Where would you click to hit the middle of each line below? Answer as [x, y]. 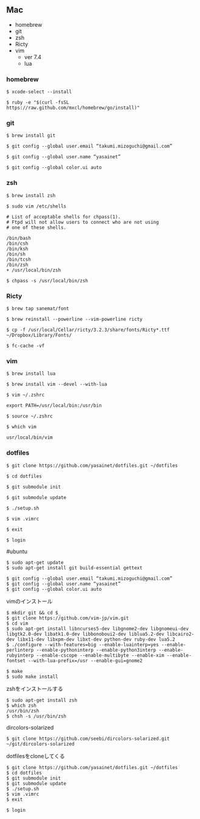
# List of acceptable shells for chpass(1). [64, 217]
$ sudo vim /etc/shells [36, 206]
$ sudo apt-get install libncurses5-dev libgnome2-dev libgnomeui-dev [98, 629]
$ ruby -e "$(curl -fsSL [38, 103]
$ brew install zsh [31, 195]
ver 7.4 [33, 57]
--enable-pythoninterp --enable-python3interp [96, 650]
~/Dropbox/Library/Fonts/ [39, 335]
